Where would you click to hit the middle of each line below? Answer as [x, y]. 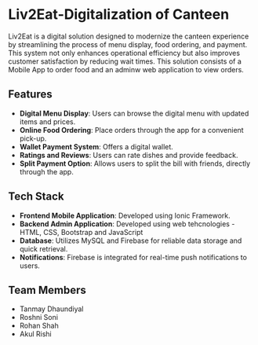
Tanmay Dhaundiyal [51, 309]
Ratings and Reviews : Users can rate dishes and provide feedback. [129, 155]
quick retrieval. [44, 248]
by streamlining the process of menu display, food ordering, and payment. [128, 44]
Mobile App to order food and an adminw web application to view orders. [126, 69]
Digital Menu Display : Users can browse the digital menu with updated [134, 113]
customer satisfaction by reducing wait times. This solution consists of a [125, 61]
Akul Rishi [36, 334]
